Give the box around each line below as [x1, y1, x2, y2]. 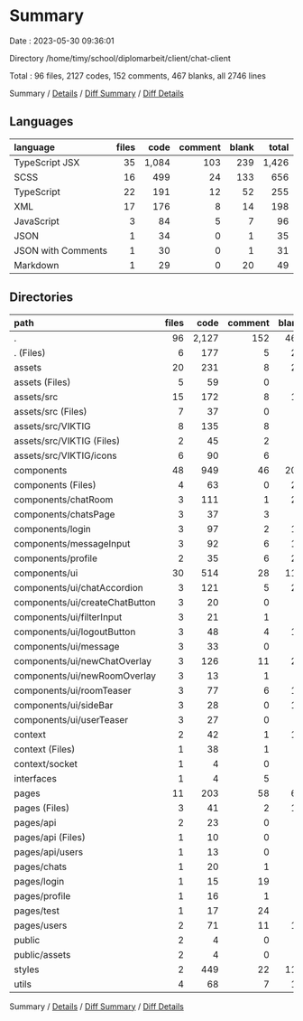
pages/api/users [14, 846, 84, 858]
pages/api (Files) [14, 830, 86, 843]
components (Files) [14, 478, 96, 491]
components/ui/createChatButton [14, 595, 156, 608]
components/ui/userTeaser [14, 713, 129, 726]
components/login [14, 522, 92, 535]
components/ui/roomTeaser [14, 684, 132, 697]
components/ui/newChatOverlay [14, 654, 151, 667]
